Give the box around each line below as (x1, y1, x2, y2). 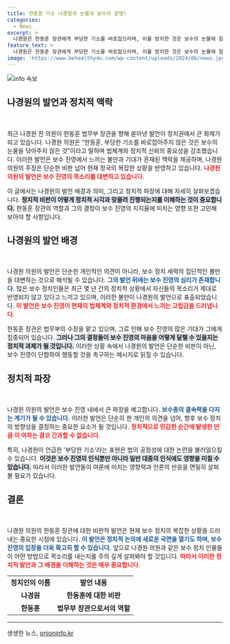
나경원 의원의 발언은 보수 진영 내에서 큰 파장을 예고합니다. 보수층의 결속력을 (7, 406, 207, 414)
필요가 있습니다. (14, 472, 57, 480)
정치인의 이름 (10, 578, 51, 587)
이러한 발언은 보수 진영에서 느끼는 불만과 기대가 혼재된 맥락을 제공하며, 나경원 (16, 155, 222, 163)
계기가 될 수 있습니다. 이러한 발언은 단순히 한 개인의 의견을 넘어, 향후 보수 (14, 414, 209, 422)
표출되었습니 (183, 293, 218, 301)
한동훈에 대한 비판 (66, 591, 121, 600)
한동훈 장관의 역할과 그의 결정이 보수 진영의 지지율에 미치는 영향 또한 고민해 (16, 204, 217, 212)
